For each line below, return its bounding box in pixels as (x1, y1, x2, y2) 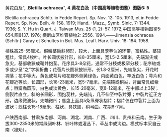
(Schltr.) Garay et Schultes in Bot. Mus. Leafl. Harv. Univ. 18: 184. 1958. (5, 38, 150, 44)
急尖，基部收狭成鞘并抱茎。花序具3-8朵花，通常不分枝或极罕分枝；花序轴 (5, 61, 157, 66)
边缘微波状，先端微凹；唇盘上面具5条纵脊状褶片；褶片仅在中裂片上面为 (13, 98, 161, 103)
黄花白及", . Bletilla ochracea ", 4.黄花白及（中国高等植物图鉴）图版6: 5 (5, 5, 150, 10)
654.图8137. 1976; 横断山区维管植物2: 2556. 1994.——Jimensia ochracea (5, 32, 154, 38)
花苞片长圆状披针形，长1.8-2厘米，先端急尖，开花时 (52, 67, 159, 72)
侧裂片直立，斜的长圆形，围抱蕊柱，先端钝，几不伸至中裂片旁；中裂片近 (5, 91, 153, 97)
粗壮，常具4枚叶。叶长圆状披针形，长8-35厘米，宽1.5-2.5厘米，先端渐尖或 (5, 54, 158, 60)
